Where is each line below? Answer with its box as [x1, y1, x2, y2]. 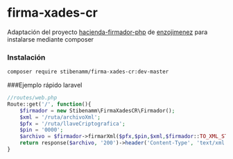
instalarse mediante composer [7, 35, 94, 43]
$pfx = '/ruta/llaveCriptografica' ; [19, 120, 126, 127]
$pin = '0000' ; [19, 126, 64, 133]
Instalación [7, 52, 46, 62]
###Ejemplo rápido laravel [7, 81, 83, 90]
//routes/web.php [7, 94, 58, 101]
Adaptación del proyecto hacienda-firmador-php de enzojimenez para [7, 28, 208, 36]
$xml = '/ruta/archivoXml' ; [19, 113, 101, 121]
